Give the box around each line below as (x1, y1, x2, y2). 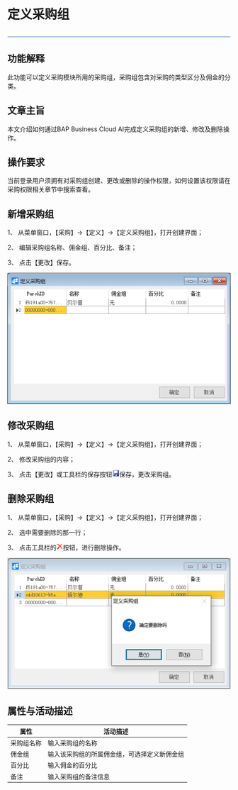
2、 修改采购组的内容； (7, 455, 76, 463)
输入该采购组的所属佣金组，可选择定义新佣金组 (47, 750, 184, 759)
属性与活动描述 (7, 705, 73, 717)
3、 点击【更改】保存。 (7, 258, 76, 267)
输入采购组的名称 (47, 738, 98, 747)
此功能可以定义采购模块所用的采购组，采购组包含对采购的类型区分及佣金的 (7, 72, 225, 82)
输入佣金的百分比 (47, 761, 98, 769)
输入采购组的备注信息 (47, 772, 110, 781)
